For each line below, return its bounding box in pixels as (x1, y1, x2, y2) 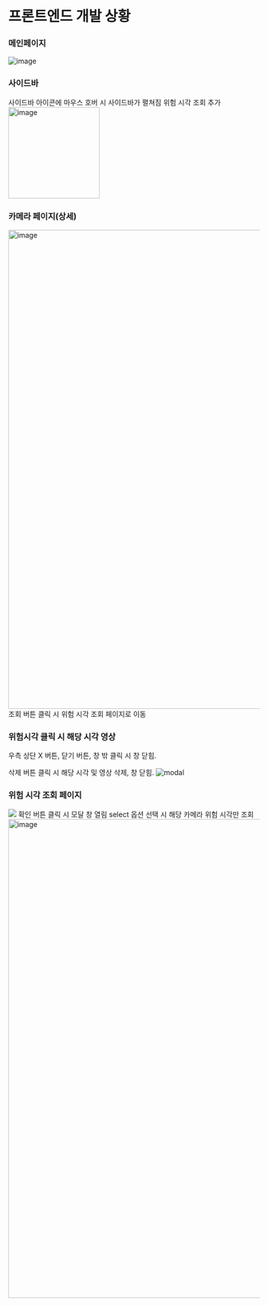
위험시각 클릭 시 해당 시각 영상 (8, 731, 116, 742)
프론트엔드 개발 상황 (8, 7, 132, 26)
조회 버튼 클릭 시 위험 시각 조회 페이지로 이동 (8, 710, 147, 719)
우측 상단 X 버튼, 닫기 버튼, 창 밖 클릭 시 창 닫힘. (8, 751, 157, 761)
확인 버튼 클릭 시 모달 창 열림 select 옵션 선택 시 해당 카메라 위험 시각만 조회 (18, 809, 254, 819)
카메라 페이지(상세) (8, 211, 77, 222)
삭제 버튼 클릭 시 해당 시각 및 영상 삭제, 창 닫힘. (8, 768, 155, 778)
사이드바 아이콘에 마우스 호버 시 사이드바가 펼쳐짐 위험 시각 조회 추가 (8, 97, 221, 107)
